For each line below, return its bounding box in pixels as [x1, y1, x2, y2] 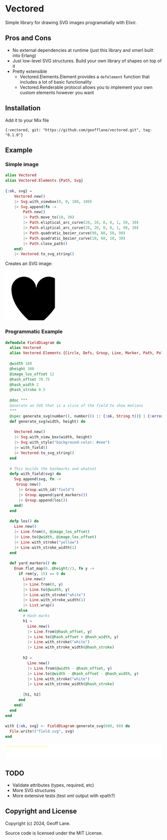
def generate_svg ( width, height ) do [9, 419, 85, 424]
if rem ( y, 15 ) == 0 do [18, 571, 66, 576]
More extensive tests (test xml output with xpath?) [12, 793, 115, 799]
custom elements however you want [19, 89, 94, 95]
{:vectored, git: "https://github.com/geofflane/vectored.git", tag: [5, 128, 153, 133]
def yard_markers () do [9, 561, 57, 566]
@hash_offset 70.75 [9, 377, 50, 382]
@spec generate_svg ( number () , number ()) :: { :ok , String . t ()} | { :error [9, 414, 164, 419]
